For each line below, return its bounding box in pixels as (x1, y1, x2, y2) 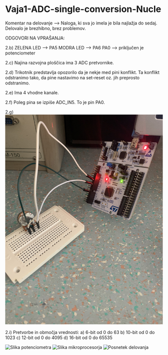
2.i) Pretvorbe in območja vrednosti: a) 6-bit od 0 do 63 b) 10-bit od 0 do (5, 329, 155, 335)
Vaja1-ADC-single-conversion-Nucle (5, 3, 161, 15)
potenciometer (5, 50, 35, 56)
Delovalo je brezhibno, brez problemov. (5, 25, 86, 31)
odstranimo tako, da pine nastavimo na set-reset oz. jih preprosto (5, 74, 140, 80)
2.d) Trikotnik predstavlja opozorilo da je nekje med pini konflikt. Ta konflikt (5, 69, 160, 75)
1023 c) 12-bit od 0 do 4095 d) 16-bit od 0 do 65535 (5, 335, 112, 341)
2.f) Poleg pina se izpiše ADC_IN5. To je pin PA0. (5, 99, 105, 105)
